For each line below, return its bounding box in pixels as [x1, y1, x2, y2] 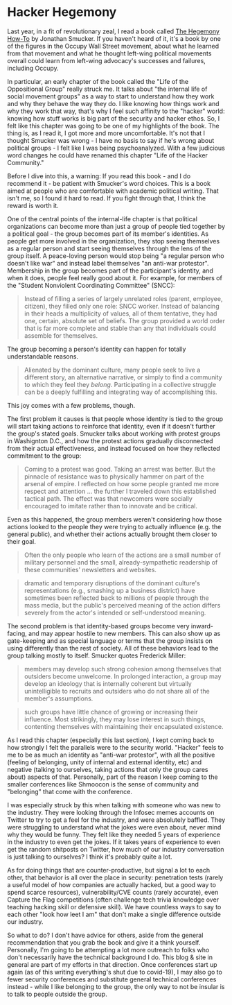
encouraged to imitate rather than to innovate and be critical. [24, 501, 197, 510]
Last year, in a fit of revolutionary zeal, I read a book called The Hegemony [7, 27, 220, 35]
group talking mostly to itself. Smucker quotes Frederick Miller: [7, 651, 186, 660]
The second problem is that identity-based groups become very [7, 621, 190, 630]
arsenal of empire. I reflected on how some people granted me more [24, 479, 220, 488]
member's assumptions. [24, 694, 93, 703]
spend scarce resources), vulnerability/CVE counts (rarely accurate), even [7, 888, 219, 896]
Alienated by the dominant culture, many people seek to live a [24, 366, 201, 374]
